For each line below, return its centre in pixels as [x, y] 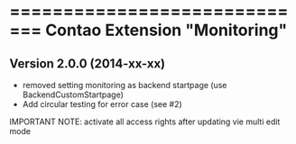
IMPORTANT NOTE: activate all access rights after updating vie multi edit [145, 121]
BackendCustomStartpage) [73, 94]
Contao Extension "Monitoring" [166, 30]
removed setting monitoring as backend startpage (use [125, 85]
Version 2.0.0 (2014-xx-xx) [87, 63]
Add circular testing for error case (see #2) [102, 104]
